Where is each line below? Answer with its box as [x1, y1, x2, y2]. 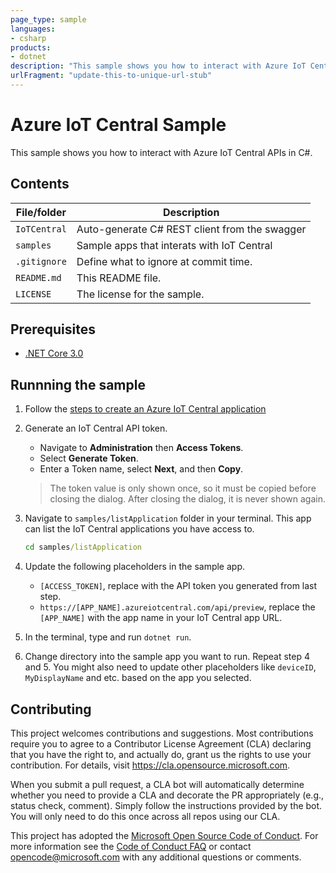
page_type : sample [10, 14, 87, 25]
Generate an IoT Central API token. [24, 422, 168, 435]
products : [10, 42, 52, 53]
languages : [10, 24, 56, 34]
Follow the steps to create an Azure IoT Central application [24, 403, 267, 415]
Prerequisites [10, 321, 96, 338]
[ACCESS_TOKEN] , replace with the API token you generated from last [39, 580, 318, 592]
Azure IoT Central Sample [10, 114, 227, 136]
